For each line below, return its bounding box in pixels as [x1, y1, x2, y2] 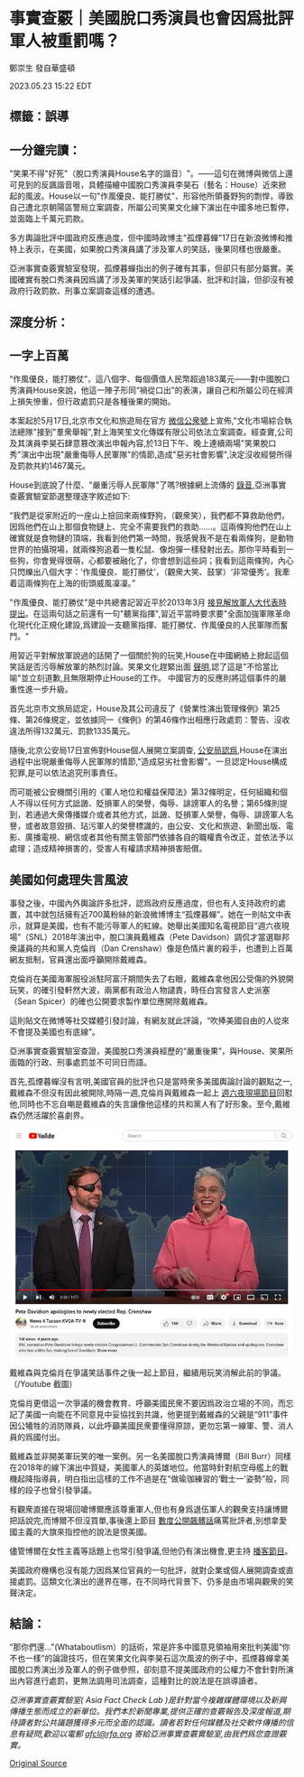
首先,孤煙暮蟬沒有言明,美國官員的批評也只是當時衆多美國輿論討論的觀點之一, [9, 1076, 293, 1087]
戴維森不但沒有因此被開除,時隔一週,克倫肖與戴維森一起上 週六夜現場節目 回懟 [9, 1087, 293, 1098]
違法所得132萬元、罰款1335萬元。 [9, 726, 135, 737]
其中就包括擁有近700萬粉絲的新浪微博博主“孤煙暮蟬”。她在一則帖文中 [24, 909, 284, 920]
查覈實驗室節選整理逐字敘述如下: [9, 491, 131, 502]
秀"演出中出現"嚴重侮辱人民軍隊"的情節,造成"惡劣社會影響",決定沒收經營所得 [9, 449, 293, 461]
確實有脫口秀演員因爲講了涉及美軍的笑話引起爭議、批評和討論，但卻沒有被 [16, 274, 294, 285]
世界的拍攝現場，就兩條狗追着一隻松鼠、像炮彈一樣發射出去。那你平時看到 [9, 544, 286, 555]
